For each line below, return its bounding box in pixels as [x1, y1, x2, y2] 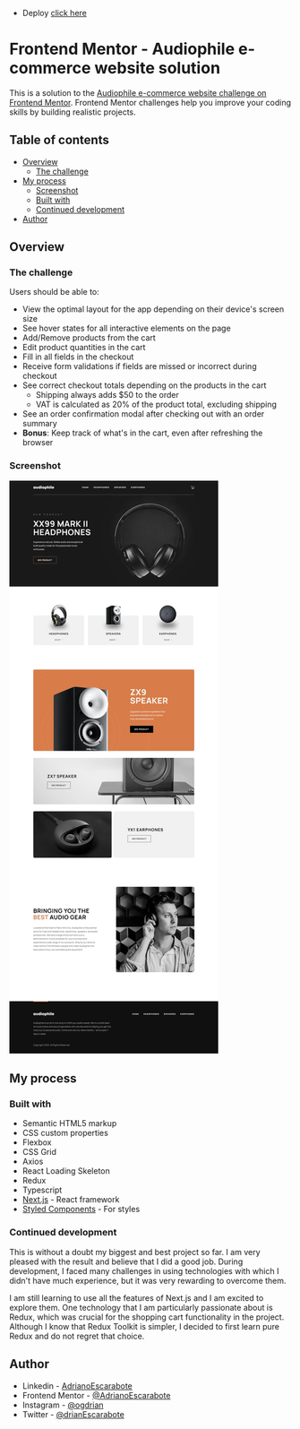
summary [21, 418, 58, 429]
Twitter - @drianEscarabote [21, 1408, 125, 1419]
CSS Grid [21, 1147, 56, 1158]
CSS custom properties [21, 1128, 109, 1139]
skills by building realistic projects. [9, 107, 136, 117]
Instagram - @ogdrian [21, 1399, 105, 1410]
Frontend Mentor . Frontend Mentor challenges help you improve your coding [9, 97, 292, 108]
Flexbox [21, 1137, 52, 1148]
